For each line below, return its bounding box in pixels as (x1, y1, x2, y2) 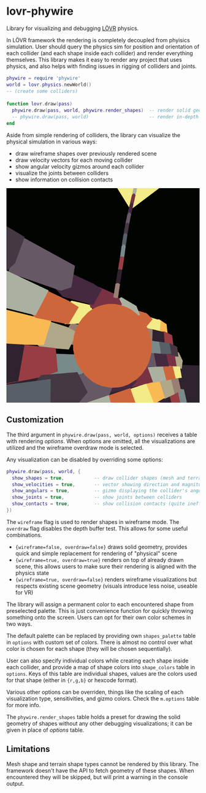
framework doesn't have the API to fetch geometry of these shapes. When (6, 767, 194, 774)
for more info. (6, 701, 41, 708)
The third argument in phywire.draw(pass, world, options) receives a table (6, 431, 197, 438)
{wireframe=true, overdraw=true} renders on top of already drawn (15, 556, 184, 563)
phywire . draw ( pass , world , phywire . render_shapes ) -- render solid (12, 107, 191, 114)
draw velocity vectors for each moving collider (15, 156, 133, 164)
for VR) (15, 588, 34, 596)
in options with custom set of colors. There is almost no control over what (6, 639, 193, 646)
